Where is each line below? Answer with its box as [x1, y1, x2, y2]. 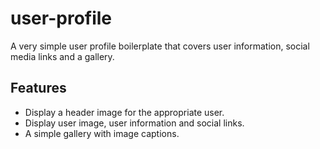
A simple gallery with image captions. [24, 127, 180, 139]
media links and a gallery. [10, 50, 115, 62]
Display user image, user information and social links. [24, 117, 245, 129]
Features [10, 80, 67, 97]
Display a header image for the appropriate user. [24, 106, 225, 118]
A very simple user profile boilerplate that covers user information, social [10, 40, 310, 52]
